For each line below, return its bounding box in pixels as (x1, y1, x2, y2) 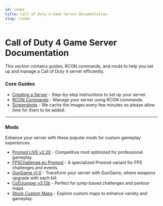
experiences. (5, 140, 32, 145)
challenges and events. (12, 164, 59, 170)
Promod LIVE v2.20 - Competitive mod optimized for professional (12, 149, 143, 155)
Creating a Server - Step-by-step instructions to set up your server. (12, 92, 147, 97)
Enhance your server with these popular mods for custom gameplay (5, 134, 141, 141)
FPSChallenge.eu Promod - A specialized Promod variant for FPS (12, 159, 142, 165)
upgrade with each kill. (12, 175, 58, 181)
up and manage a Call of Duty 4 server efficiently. (5, 68, 105, 74)
